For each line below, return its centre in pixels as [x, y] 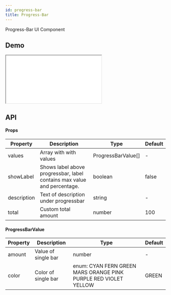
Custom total [55, 209]
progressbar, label [62, 173]
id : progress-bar [24, 10]
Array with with [58, 152]
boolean [103, 177]
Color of [45, 273]
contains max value [63, 180]
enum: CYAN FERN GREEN [105, 266]
